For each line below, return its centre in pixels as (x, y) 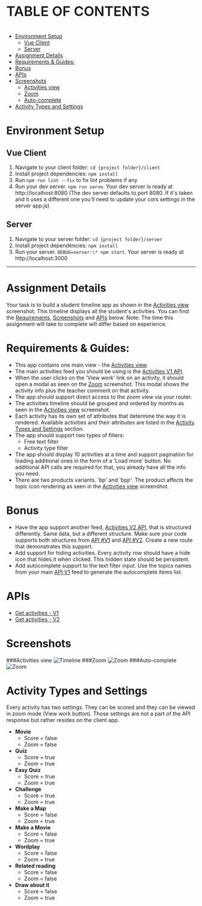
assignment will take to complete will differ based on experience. (87, 324)
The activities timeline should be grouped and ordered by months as (99, 403)
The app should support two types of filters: (69, 435)
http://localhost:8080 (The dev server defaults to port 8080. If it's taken (104, 193)
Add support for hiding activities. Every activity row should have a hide (103, 552)
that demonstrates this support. (54, 546)
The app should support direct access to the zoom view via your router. (103, 397)
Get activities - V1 (37, 613)
